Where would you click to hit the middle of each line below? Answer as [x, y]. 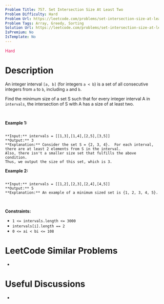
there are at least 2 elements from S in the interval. [63, 149]
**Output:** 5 [20, 188]
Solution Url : [20, 28]
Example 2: [17, 171]
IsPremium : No [20, 32]
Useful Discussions [45, 284]
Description [29, 71]
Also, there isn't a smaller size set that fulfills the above [71, 153]
